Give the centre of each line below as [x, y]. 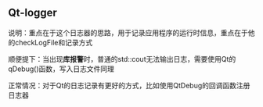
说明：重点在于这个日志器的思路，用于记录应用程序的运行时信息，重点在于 [128, 32]
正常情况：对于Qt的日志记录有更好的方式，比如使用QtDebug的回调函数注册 [129, 85]
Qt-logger [32, 13]
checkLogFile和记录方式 [54, 42]
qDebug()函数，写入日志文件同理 [61, 69]
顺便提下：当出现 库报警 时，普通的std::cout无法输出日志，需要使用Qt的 [122, 59]
